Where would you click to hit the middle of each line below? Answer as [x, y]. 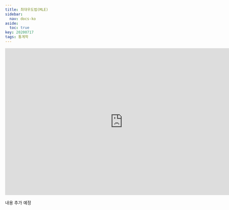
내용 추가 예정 [18, 202]
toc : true [19, 28]
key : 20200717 [20, 32]
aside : [12, 23]
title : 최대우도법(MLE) [27, 10]
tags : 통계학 [17, 37]
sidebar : [14, 14]
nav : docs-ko [23, 19]
